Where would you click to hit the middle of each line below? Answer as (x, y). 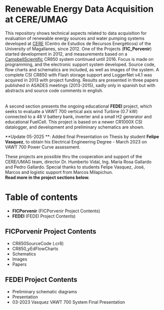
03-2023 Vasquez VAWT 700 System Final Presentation (69, 302)
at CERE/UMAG (36, 19)
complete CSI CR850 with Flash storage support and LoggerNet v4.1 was (79, 75)
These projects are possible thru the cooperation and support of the (74, 156)
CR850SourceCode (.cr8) (38, 243)
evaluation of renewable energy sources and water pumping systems (75, 38)
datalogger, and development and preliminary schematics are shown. (75, 127)
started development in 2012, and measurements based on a (66, 54)
